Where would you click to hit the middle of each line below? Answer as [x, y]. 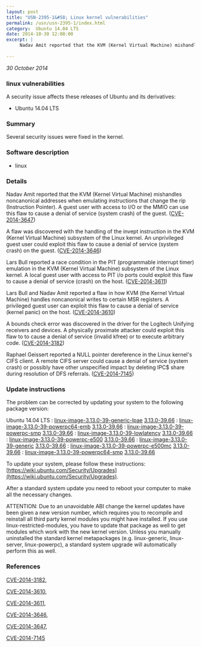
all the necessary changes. [39, 495]
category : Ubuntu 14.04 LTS [42, 29]
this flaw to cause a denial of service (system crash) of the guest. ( [89, 213]
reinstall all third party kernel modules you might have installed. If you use [97, 519]
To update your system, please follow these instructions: [76, 464]
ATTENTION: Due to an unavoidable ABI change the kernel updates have [96, 506]
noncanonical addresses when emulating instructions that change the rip [96, 200]
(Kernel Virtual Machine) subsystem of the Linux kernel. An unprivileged [95, 237]
